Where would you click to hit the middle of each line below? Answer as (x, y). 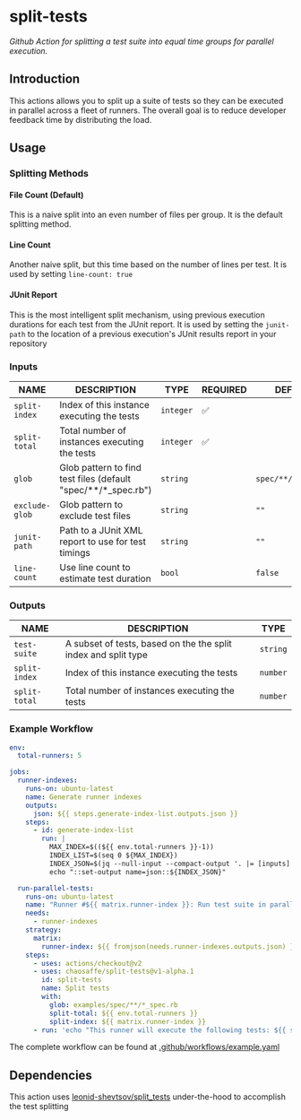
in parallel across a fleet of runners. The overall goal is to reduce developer (148, 110)
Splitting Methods (49, 174)
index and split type (106, 655)
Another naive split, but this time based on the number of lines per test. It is (148, 265)
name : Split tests (76, 988)
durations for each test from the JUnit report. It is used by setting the (137, 324)
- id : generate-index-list (83, 830)
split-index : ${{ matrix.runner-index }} (127, 1021)
